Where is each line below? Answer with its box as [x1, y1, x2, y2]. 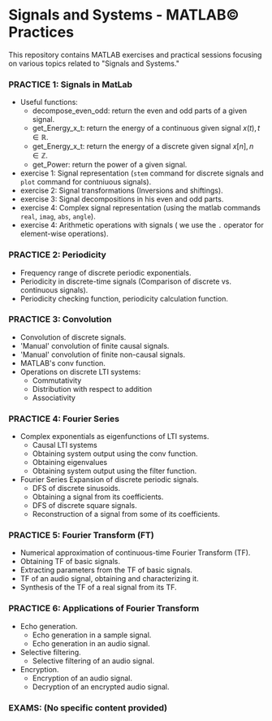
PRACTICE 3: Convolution [8, 314, 112, 325]
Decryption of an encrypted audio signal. [32, 681, 170, 692]
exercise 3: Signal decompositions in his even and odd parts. [19, 194, 224, 204]
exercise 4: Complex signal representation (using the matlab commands [19, 203, 261, 213]
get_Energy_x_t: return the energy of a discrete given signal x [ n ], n [32, 141, 254, 151]
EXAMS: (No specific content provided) [8, 701, 168, 713]
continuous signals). [19, 284, 89, 294]
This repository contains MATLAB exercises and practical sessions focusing [8, 50, 262, 59]
